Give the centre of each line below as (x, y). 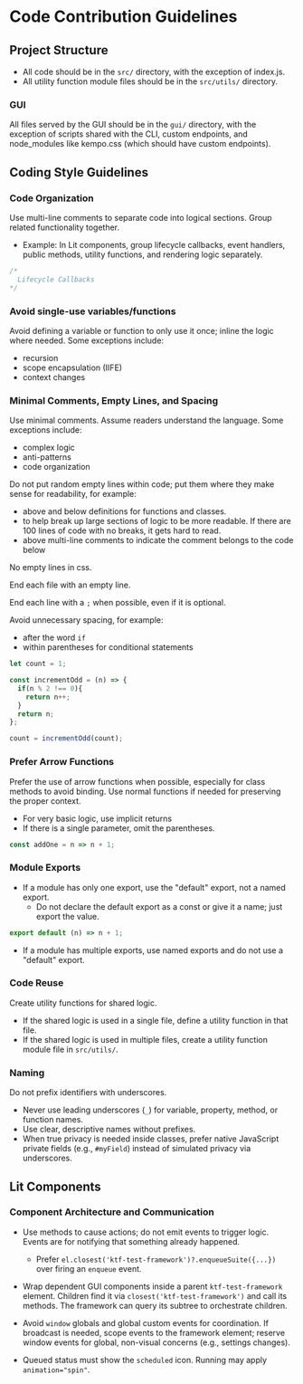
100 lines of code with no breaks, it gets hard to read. (122, 530)
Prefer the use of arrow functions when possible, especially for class (137, 781)
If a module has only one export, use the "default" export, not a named (154, 887)
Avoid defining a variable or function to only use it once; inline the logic (142, 330)
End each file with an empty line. (70, 585)
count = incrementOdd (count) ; (66, 739)
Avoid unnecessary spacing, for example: (87, 620)
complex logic (48, 448)
